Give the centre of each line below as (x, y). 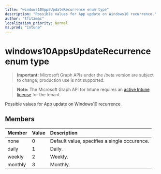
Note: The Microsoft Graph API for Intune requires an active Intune (83, 89)
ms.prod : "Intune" (23, 28)
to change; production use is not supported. (61, 80)
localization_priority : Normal (37, 23)
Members (20, 119)
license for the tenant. (39, 95)
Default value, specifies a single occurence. (100, 141)
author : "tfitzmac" (25, 18)
